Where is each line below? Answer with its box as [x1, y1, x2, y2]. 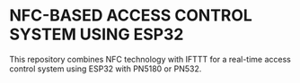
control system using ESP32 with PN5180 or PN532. [9, 63, 202, 74]
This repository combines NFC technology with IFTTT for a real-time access [9, 54, 292, 64]
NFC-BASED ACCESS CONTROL [9, 5, 253, 26]
